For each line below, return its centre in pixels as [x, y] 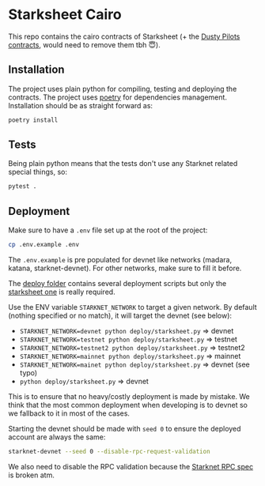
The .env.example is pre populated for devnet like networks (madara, [120, 260]
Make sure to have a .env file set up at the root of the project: [108, 230]
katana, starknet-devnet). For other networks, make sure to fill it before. [125, 268]
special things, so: [38, 172]
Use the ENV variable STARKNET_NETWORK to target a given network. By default [132, 307]
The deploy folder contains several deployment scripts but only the [117, 283]
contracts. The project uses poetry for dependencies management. [118, 97]
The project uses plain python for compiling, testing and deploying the [123, 89]
